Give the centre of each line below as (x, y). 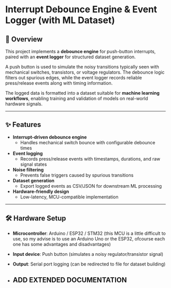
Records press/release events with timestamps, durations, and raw (90, 159)
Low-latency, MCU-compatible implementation (69, 197)
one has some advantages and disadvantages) (62, 244)
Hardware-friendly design (41, 191)
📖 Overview (24, 39)
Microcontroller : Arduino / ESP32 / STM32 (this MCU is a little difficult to (89, 233)
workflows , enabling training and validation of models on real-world (77, 98)
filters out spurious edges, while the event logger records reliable (74, 77)
